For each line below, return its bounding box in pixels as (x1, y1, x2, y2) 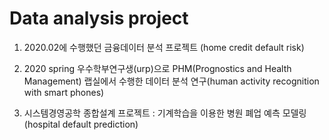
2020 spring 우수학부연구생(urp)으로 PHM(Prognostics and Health (23, 62, 292, 74)
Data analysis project (9, 7, 189, 30)
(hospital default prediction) (23, 118, 139, 130)
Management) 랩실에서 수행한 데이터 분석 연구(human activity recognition (23, 75, 320, 87)
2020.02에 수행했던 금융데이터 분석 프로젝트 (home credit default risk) (23, 41, 305, 53)
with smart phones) (23, 86, 105, 98)
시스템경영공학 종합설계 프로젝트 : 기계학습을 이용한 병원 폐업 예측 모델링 (23, 107, 307, 119)
